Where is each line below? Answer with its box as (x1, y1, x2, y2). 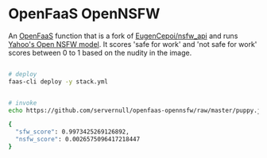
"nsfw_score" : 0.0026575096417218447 (15, 136, 141, 144)
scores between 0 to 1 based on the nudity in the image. (8, 48, 192, 57)
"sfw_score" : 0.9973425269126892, (15, 128, 130, 136)
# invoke (8, 98, 37, 107)
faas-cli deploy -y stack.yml (8, 77, 109, 86)
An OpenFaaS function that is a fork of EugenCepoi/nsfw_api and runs (8, 31, 238, 40)
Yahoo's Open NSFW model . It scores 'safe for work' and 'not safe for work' (8, 39, 257, 48)
